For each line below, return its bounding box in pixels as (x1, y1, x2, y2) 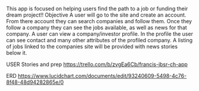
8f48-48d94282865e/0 (6, 79, 64, 86)
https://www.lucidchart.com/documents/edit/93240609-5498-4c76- (17, 73, 187, 79)
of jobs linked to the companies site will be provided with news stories (6, 43, 178, 50)
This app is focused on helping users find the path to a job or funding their (6, 5, 188, 12)
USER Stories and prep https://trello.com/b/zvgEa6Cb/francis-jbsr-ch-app (6, 61, 188, 68)
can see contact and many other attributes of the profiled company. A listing (6, 37, 193, 43)
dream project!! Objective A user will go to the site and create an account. (6, 11, 187, 18)
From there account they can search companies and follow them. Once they (6, 18, 192, 24)
